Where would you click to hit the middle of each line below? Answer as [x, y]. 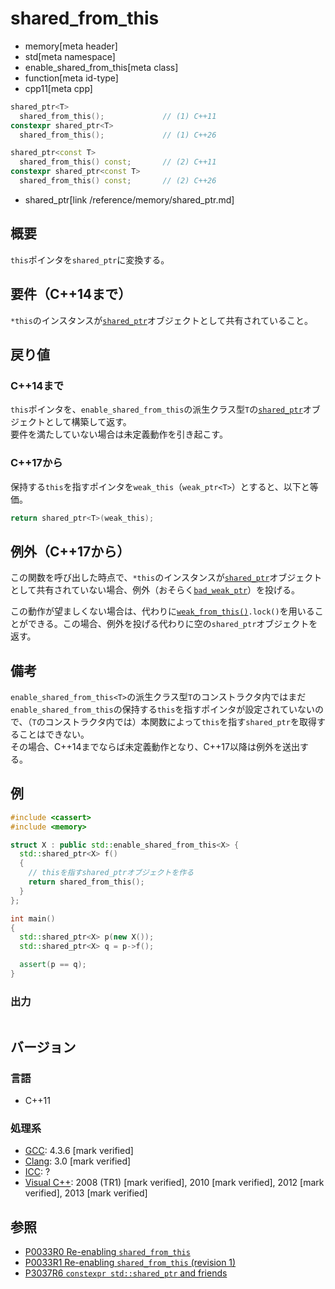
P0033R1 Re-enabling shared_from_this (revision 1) [130, 1263]
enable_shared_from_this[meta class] [101, 67]
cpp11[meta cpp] [58, 88]
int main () [33, 918]
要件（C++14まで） [71, 294]
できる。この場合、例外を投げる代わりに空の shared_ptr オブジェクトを [172, 624]
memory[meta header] [71, 46]
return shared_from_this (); [86, 882]
